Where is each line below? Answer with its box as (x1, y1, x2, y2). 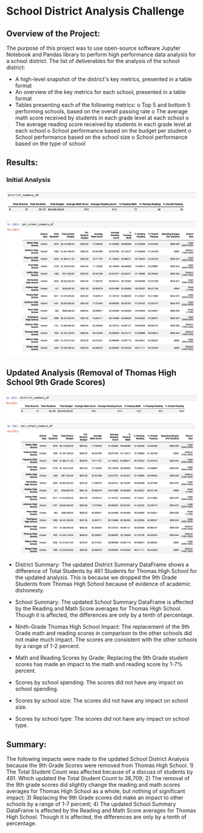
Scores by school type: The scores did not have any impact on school (15, 715, 190, 723)
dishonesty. (15, 587, 44, 594)
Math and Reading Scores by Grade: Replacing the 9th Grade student (15, 654, 188, 661)
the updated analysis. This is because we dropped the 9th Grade (15, 574, 177, 581)
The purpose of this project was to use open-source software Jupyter (6, 44, 181, 52)
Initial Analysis (6, 176, 51, 184)
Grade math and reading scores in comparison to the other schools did (15, 629, 192, 637)
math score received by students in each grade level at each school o (15, 114, 189, 121)
